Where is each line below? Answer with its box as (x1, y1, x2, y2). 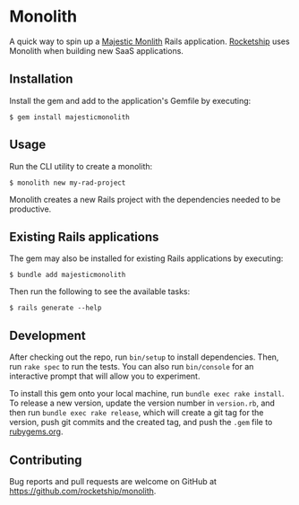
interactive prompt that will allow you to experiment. (9, 370, 201, 382)
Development (9, 327, 87, 343)
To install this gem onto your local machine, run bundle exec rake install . (9, 388, 285, 399)
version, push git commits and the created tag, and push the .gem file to (9, 417, 273, 428)
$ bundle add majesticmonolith (9, 271, 126, 280)
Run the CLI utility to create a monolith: (9, 161, 153, 171)
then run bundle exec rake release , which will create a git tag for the (9, 407, 264, 418)
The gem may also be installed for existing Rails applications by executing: (9, 253, 284, 264)
